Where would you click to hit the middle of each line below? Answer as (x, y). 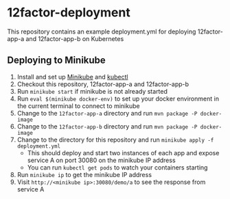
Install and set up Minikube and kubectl (72, 77)
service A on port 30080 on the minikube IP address (102, 160)
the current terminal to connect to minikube (78, 106)
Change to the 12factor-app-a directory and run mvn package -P (107, 113)
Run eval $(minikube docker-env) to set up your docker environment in (118, 98)
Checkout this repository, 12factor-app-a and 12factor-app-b (103, 84)
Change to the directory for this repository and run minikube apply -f (115, 140)
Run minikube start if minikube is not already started (92, 91)
